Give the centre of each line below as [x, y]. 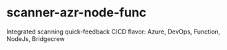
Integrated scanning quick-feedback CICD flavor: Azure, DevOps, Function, [113, 32]
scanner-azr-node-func [76, 13]
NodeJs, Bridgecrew [36, 38]
